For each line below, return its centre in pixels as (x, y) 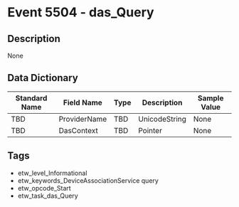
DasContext (78, 130)
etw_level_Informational (52, 173)
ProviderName (83, 119)
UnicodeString (163, 119)
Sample (211, 98)
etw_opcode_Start (44, 188)
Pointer (150, 130)
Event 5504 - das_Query (81, 12)
